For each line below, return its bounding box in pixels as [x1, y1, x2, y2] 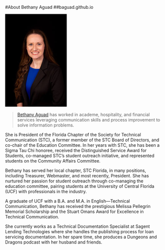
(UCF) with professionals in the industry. [5, 189, 87, 194]
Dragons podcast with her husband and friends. [5, 239, 102, 245]
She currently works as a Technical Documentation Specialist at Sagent [5, 223, 150, 229]
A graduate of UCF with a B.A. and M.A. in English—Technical [5, 198, 130, 204]
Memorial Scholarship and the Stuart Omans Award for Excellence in [5, 208, 144, 214]
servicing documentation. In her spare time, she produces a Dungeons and [5, 234, 157, 240]
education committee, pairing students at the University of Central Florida [5, 183, 155, 189]
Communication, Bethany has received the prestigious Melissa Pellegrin [5, 204, 151, 209]
